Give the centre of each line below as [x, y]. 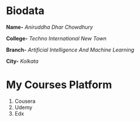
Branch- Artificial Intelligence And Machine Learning [70, 50]
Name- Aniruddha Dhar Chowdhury [49, 27]
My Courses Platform [59, 85]
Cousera [25, 101]
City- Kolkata [22, 61]
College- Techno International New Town [56, 38]
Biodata [25, 11]
